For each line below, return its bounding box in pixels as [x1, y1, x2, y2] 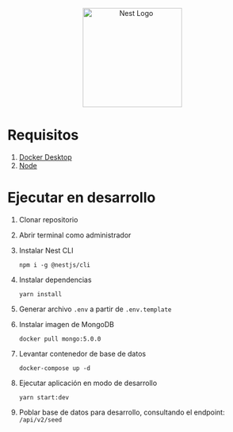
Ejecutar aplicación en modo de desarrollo [18, 378, 158, 388]
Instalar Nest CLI [18, 245, 74, 255]
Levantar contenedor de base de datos [18, 349, 147, 358]
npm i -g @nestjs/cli [18, 260, 90, 269]
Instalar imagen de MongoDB [18, 319, 114, 329]
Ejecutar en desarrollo [7, 189, 156, 206]
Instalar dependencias [18, 275, 92, 284]
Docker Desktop [18, 152, 72, 162]
